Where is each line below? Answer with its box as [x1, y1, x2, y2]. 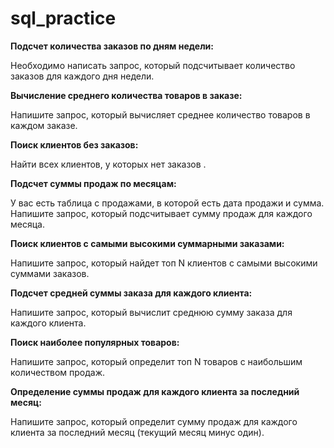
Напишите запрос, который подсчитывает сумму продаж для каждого [10, 207, 313, 219]
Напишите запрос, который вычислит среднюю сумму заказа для [10, 306, 293, 318]
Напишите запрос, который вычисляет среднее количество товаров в [10, 108, 311, 121]
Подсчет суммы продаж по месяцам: [10, 177, 177, 189]
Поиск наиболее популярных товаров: [10, 336, 180, 348]
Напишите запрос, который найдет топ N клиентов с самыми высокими [10, 257, 318, 269]
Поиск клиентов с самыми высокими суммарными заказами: [10, 237, 285, 249]
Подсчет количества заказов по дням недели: [10, 40, 214, 52]
